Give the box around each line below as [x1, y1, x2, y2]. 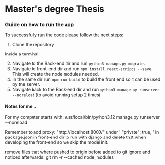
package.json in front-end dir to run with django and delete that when [5, 134, 146, 140]
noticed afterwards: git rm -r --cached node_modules [5, 154, 114, 160]
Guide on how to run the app [5, 21, 74, 28]
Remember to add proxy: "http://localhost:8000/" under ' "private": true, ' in [5, 129, 159, 135]
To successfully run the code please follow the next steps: [5, 32, 124, 38]
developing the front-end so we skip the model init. [5, 139, 109, 145]
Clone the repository [12, 42, 54, 48]
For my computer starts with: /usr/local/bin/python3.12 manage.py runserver [5, 114, 160, 120]
